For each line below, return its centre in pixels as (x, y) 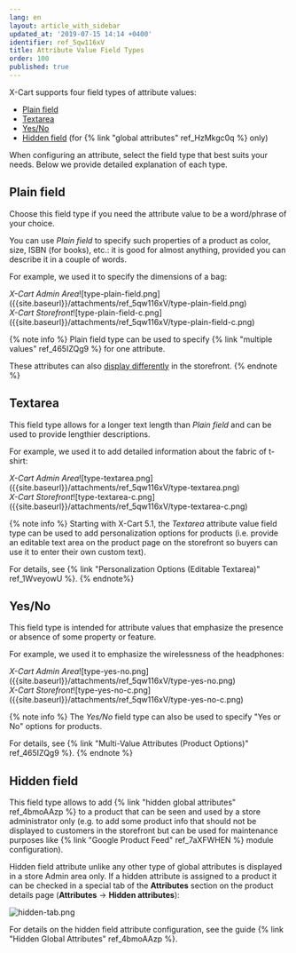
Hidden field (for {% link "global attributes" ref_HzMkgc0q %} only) (145, 138)
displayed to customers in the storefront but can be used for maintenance (144, 830)
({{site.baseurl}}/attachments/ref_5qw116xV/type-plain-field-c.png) (132, 322)
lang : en (25, 17)
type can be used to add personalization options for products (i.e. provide (144, 533)
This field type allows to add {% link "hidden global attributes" (123, 802)
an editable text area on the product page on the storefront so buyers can (144, 542)
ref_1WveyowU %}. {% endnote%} (72, 578)
